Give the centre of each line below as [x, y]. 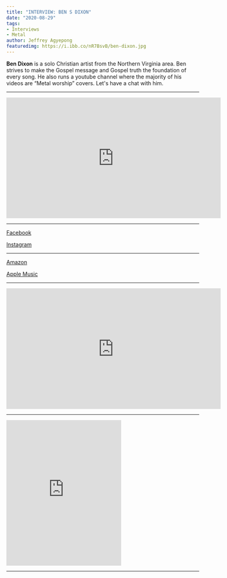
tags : [13, 23]
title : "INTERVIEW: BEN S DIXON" [49, 12]
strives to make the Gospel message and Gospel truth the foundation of [96, 70]
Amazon [17, 262]
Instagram [19, 244]
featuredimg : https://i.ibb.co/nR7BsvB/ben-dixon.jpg [76, 47]
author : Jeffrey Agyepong [39, 40]
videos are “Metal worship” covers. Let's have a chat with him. [85, 83]
